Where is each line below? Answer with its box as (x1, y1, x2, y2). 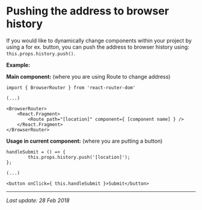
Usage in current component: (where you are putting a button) (6, 137, 163, 144)
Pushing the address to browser (6, 4, 170, 18)
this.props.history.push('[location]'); (28, 154, 130, 160)
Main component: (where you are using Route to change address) (6, 73, 171, 80)
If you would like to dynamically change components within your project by (6, 37, 192, 44)
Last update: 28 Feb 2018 (6, 197, 70, 204)
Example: (6, 61, 31, 69)
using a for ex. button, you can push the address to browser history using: (6, 43, 189, 51)
